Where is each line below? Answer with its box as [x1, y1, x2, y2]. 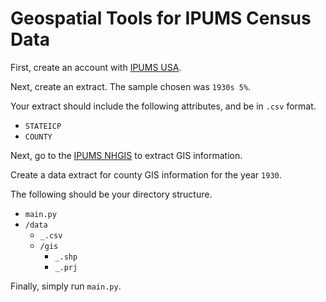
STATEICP [24, 121, 62, 131]
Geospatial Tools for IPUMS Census [10, 7, 312, 30]
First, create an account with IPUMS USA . [10, 61, 182, 73]
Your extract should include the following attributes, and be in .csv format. [10, 100, 317, 112]
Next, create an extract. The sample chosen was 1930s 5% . [10, 80, 252, 92]
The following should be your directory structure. [10, 188, 213, 200]
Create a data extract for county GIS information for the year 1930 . [10, 168, 282, 181]
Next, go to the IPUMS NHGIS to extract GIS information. [10, 149, 243, 161]
